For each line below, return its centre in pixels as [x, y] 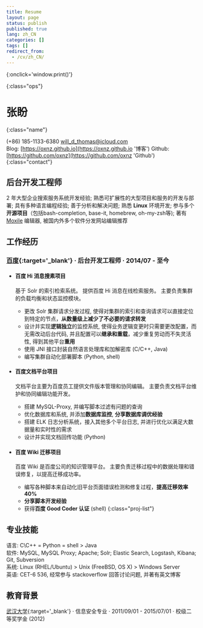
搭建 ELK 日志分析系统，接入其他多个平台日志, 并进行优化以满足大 [106, 422]
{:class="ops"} [25, 86]
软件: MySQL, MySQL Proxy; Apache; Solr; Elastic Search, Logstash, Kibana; [101, 553]
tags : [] [17, 46]
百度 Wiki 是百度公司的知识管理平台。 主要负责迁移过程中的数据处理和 [102, 467]
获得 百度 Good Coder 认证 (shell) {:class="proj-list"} [89, 509]
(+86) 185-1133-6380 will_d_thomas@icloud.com [67, 141]
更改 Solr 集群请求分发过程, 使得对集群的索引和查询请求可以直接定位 [109, 311]
